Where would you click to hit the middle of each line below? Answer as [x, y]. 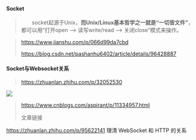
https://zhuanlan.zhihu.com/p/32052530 [71, 82]
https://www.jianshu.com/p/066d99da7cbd [74, 42]
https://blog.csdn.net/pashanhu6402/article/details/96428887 [99, 54]
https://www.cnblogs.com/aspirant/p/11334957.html [85, 105]
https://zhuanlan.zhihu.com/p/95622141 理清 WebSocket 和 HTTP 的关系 [96, 130]
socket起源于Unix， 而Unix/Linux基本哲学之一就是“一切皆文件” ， [113, 23]
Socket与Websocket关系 [38, 68]
